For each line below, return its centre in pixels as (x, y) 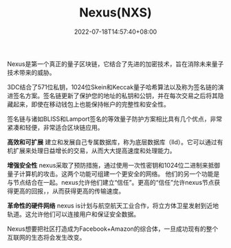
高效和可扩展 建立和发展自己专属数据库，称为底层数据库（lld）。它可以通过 (112, 142)
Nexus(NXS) (115, 13)
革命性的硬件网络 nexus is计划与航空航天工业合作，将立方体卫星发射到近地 (113, 205)
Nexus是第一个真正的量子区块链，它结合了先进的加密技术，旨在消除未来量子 (115, 64)
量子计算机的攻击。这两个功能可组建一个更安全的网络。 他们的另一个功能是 (113, 174)
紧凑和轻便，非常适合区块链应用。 (55, 127)
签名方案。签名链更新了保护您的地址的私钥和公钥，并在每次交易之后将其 (115, 95)
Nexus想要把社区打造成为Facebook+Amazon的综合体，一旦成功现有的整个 (113, 229)
